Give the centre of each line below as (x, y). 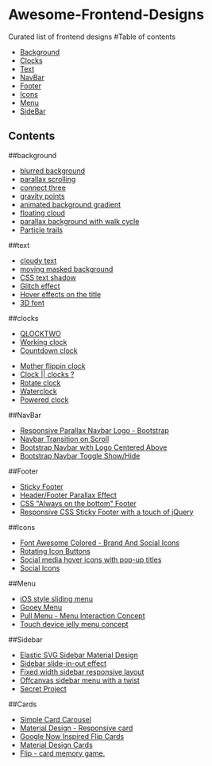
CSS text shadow (48, 277)
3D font (32, 303)
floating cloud (42, 213)
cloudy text (38, 261)
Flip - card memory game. (62, 753)
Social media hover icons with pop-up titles (91, 559)
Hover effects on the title (60, 294)
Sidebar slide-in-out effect (63, 663)
